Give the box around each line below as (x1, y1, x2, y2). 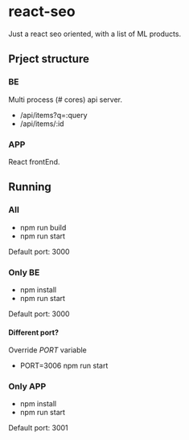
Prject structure (8, 52, 90, 66)
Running (8, 180, 52, 194)
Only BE (8, 267, 40, 278)
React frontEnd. (8, 157, 60, 166)
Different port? (8, 328, 59, 337)
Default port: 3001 (8, 423, 68, 433)
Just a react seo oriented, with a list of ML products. (8, 29, 182, 39)
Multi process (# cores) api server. (8, 95, 123, 104)
